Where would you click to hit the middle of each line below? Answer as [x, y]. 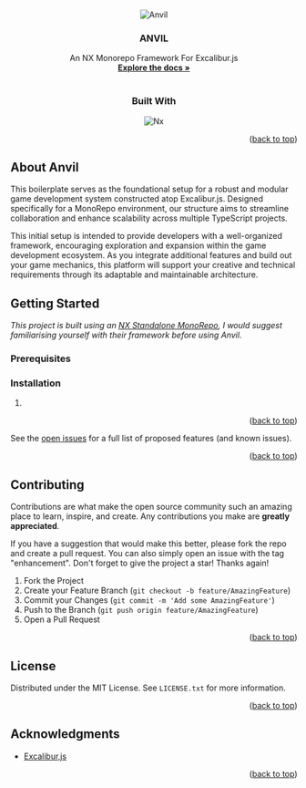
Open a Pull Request [62, 619]
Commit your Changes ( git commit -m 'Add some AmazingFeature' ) [149, 600]
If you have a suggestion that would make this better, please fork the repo [148, 544]
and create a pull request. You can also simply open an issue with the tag [148, 554]
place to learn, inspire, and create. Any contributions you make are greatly [150, 516]
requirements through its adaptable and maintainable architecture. [134, 275]
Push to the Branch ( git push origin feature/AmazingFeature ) [141, 610]
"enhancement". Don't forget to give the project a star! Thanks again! [140, 563]
